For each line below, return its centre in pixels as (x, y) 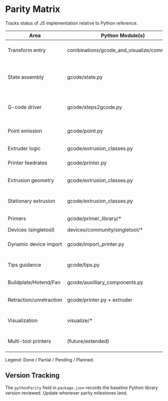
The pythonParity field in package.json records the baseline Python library (82, 387)
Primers (17, 218)
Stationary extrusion (31, 201)
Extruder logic (24, 148)
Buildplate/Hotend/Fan (34, 282)
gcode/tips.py (83, 265)
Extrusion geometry (31, 180)
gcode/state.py (85, 77)
